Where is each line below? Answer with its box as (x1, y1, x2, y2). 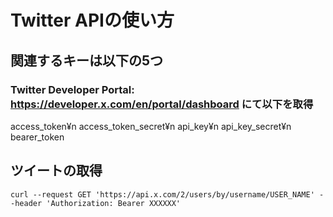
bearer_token (10, 131, 65, 143)
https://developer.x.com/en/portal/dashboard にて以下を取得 (10, 97, 314, 111)
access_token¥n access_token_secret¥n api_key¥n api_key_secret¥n (10, 120, 292, 132)
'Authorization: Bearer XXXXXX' (46, 198, 182, 208)
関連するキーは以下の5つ (10, 52, 164, 69)
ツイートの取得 (10, 162, 103, 180)
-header (10, 198, 43, 208)
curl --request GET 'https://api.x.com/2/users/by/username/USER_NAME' (10, 189, 315, 200)
